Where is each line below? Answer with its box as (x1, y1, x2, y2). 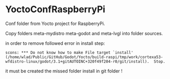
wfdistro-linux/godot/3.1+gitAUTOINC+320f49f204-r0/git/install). (5, 59, 150, 64)
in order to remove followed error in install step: (5, 40, 105, 46)
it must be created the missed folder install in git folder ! (5, 68, 123, 74)
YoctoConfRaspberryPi (5, 4, 106, 15)
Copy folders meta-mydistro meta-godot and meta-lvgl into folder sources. (5, 30, 163, 36)
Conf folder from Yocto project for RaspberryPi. (5, 20, 106, 27)
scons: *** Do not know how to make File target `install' (5, 50, 134, 55)
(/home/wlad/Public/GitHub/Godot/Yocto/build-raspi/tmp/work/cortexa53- (5, 55, 163, 60)
